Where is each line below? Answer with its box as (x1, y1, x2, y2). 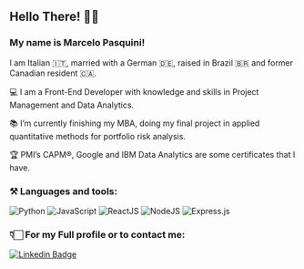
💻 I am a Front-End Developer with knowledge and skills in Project (9, 86, 259, 97)
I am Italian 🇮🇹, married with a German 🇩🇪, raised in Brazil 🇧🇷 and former (9, 57, 294, 68)
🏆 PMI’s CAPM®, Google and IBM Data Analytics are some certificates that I (9, 149, 296, 160)
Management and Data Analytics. (9, 99, 135, 110)
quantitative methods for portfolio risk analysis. (9, 130, 187, 141)
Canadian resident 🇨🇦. (9, 67, 97, 78)
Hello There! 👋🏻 (9, 9, 100, 25)
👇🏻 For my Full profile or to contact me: (9, 228, 186, 241)
